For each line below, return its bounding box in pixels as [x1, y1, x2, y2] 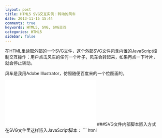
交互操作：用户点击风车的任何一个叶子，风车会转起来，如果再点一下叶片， [9, 54, 158, 60]
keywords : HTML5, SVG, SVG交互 [5, 25, 67, 30]
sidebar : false [5, 34, 36, 39]
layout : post [5, 7, 31, 12]
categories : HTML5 [5, 30, 42, 34]
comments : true [5, 20, 36, 26]
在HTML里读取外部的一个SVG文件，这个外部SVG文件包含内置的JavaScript [5, 48, 153, 54]
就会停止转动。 [5, 60, 35, 66]
